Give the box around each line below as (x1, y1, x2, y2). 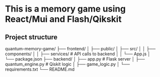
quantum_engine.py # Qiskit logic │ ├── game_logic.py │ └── (5, 62, 130, 67)
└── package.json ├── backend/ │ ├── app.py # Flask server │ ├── (5, 56, 145, 62)
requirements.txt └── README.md (5, 66, 75, 72)
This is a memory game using (5, 3, 126, 15)
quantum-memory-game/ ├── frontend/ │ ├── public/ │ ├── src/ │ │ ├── (5, 46, 156, 51)
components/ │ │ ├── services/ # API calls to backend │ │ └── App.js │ (5, 51, 151, 57)
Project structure (5, 33, 58, 41)
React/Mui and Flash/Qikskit (5, 14, 122, 25)
